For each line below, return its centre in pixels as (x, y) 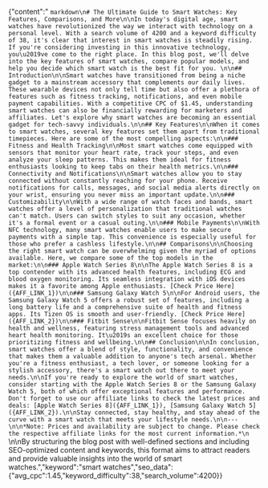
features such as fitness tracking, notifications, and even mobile (125, 96)
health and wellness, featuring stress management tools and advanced (129, 328)
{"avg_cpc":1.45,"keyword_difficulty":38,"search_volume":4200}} (116, 476)
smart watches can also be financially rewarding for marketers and (125, 111)
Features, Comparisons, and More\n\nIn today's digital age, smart (124, 19)
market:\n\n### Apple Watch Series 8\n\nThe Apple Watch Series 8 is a (130, 265)
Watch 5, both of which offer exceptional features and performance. (127, 392)
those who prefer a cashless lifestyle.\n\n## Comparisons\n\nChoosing (130, 244)
